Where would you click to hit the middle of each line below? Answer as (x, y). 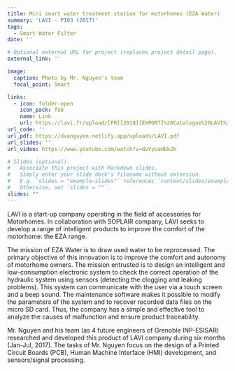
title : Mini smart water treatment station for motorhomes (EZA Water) (114, 14)
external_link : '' (34, 59)
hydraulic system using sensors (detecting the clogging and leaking (105, 279)
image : (17, 71)
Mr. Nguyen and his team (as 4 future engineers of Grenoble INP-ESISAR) (113, 330)
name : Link (36, 117)
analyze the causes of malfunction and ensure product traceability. (104, 317)
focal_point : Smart (42, 85)
